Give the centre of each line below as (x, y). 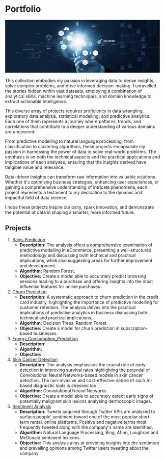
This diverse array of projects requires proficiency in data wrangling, (74, 111)
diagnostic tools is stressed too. (66, 385)
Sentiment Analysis (32, 407)
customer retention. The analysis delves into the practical (78, 307)
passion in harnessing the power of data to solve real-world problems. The (81, 152)
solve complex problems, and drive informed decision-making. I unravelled (81, 86)
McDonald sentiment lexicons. (50, 438)
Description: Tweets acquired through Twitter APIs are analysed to (87, 412)
